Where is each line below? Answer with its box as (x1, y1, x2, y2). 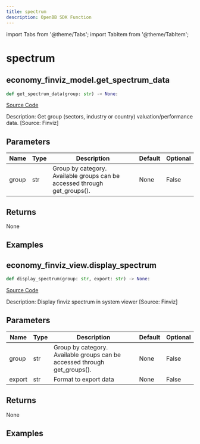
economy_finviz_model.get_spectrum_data (6, 75, 170, 85)
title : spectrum (6, 8, 46, 15)
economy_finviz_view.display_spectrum (6, 260, 157, 270)
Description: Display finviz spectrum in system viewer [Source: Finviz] (6, 298, 178, 305)
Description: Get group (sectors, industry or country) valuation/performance (6, 113, 193, 120)
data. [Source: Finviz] (6, 120, 59, 127)
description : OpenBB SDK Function (6, 14, 92, 20)
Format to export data (53, 375, 114, 383)
